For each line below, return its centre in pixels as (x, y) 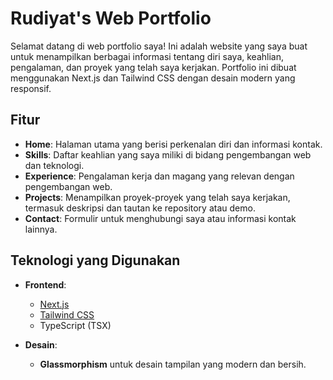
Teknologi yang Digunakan (95, 260)
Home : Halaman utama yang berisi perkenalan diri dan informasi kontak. (173, 144)
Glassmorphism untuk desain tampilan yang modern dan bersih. (173, 364)
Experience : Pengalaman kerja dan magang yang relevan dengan (159, 176)
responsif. (31, 88)
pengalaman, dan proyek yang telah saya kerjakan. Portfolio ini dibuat (153, 67)
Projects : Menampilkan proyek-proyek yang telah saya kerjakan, (157, 197)
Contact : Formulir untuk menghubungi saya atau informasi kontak (160, 218)
